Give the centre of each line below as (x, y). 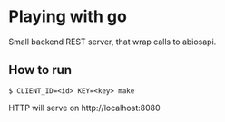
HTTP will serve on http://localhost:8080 (84, 108)
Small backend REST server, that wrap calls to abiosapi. (112, 42)
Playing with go (68, 17)
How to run (40, 70)
